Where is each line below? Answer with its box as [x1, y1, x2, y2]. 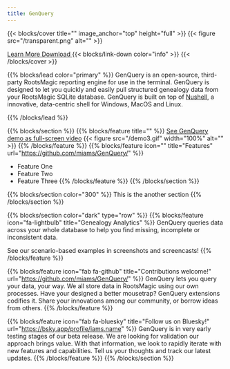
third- [201, 70, 218, 79]
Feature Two [17, 169, 53, 178]
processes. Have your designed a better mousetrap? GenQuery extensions [7, 289, 220, 297]
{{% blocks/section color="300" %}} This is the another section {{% [7, 190, 202, 198]
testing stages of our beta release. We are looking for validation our [7, 332, 199, 340]
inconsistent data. [7, 233, 58, 241]
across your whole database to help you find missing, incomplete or [7, 225, 200, 234]
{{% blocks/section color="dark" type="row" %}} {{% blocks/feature [7, 211, 204, 219]
